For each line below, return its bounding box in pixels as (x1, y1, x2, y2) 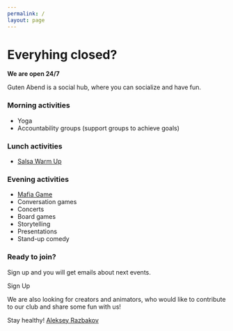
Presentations (17, 227, 58, 236)
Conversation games (17, 198, 77, 206)
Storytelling (17, 220, 51, 229)
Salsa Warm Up (17, 157, 62, 166)
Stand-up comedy (17, 235, 70, 243)
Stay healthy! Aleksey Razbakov (7, 316, 99, 324)
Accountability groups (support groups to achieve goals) (17, 123, 179, 132)
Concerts (17, 205, 45, 213)
